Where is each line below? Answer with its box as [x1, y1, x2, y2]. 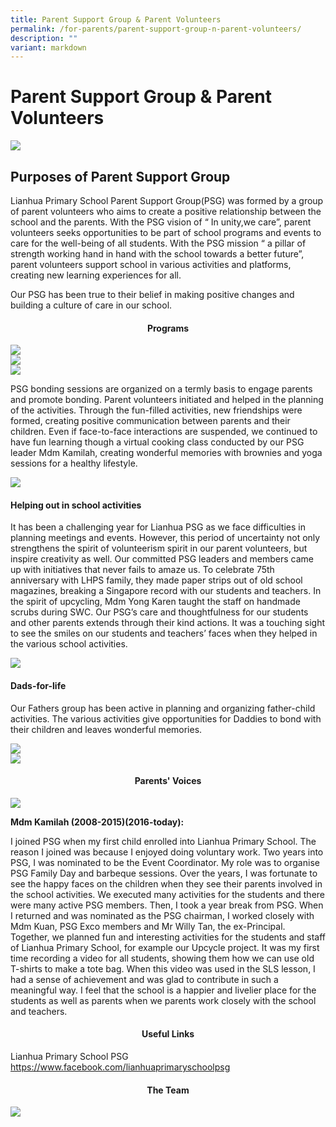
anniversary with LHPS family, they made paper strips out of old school [10, 574, 303, 586]
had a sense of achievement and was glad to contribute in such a [10, 973, 279, 985]
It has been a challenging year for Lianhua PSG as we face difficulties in [10, 521, 306, 533]
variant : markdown [10, 42, 87, 53]
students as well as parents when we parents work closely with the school [10, 994, 317, 1006]
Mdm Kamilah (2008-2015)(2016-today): [10, 816, 185, 828]
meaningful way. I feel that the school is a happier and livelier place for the [10, 984, 317, 996]
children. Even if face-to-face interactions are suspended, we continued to [10, 426, 318, 438]
